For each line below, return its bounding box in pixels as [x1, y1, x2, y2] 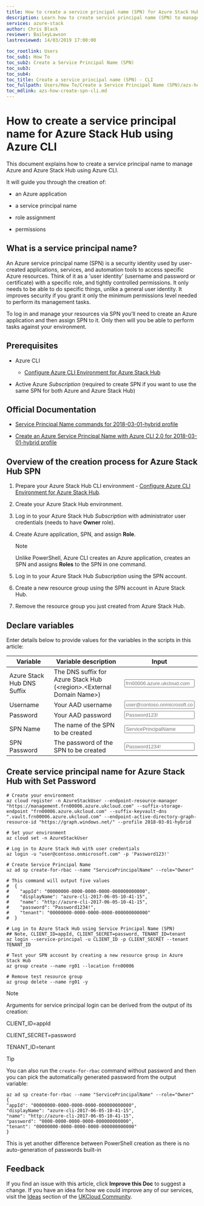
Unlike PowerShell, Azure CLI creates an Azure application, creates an [15, 554, 191, 562]
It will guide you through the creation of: [6, 178, 106, 186]
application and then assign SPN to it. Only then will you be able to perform [6, 316, 194, 323]
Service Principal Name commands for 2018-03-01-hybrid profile [15, 421, 178, 428]
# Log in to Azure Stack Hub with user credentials [6, 845, 140, 852]
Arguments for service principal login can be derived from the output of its [6, 1001, 192, 1009]
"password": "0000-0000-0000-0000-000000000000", [6, 1118, 135, 1124]
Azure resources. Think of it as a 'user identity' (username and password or [6, 272, 195, 280]
